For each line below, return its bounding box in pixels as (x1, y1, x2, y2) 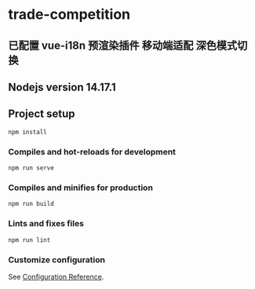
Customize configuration (8, 254, 106, 265)
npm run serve (8, 164, 55, 172)
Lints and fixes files (8, 218, 85, 229)
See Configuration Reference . (8, 272, 104, 281)
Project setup (8, 108, 76, 121)
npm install (8, 128, 47, 136)
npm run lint (8, 236, 51, 244)
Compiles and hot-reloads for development (8, 146, 177, 157)
